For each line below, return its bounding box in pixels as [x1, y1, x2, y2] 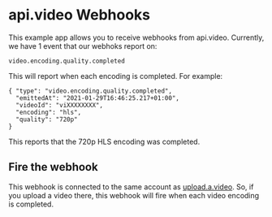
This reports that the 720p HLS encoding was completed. [8, 137, 201, 146]
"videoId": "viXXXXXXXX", [15, 101, 104, 109]
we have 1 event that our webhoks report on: [8, 41, 158, 50]
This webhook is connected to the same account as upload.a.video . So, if [8, 181, 254, 192]
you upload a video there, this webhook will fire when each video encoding [8, 190, 260, 200]
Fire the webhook [8, 160, 99, 174]
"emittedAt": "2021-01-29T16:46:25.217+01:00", [15, 93, 180, 102]
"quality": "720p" [15, 115, 79, 124]
